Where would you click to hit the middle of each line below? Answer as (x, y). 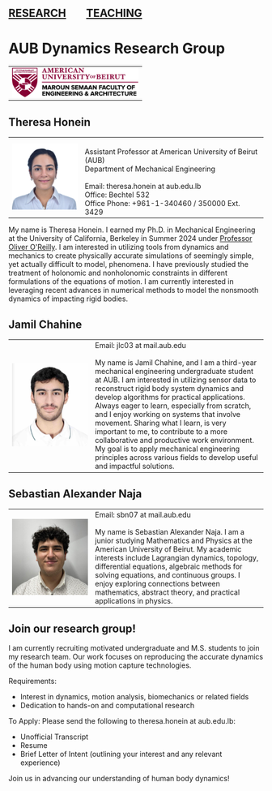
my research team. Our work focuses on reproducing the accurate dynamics (136, 657)
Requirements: (32, 681)
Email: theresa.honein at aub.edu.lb (143, 186)
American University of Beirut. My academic (168, 549)
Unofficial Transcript (54, 737)
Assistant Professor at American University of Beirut (171, 151)
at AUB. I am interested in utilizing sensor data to (176, 380)
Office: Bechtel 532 (117, 195)
